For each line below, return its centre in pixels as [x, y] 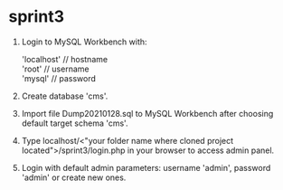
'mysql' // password [58, 78]
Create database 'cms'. [65, 96]
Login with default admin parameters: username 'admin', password [146, 167]
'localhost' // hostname [65, 59]
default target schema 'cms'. [75, 123]
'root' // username [55, 69]
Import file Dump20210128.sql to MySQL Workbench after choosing [147, 113]
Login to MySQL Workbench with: [84, 42]
